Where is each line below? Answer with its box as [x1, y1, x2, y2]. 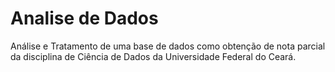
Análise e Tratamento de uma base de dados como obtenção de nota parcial [10, 40, 326, 52]
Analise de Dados [10, 7, 159, 30]
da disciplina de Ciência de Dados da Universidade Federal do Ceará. [10, 50, 297, 62]
